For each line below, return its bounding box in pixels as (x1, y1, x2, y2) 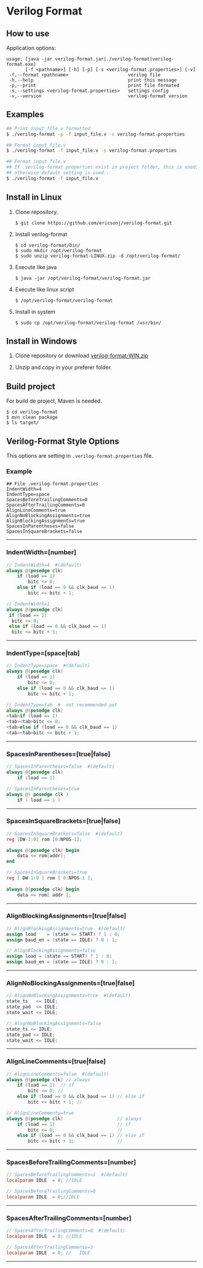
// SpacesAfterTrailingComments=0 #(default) (6, 1227, 126, 1234)
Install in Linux (6, 192, 62, 203)
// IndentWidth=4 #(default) (6, 562, 83, 568)
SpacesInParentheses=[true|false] (6, 750, 111, 758)
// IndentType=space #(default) (6, 663, 91, 669)
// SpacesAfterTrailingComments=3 (6, 1244, 94, 1250)
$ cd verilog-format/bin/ (14, 242, 80, 249)
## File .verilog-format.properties (6, 481, 98, 487)
